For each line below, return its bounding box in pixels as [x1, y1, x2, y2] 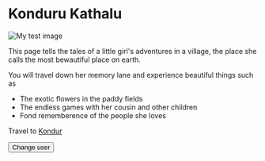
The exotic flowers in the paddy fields [19, 94, 143, 103]
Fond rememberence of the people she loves [19, 110, 166, 120]
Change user [12, 143, 51, 151]
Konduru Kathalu [8, 5, 123, 23]
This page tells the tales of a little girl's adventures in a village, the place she [8, 46, 257, 56]
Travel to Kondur [8, 126, 62, 136]
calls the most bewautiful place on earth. [8, 55, 141, 64]
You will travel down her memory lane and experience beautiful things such [8, 70, 254, 79]
